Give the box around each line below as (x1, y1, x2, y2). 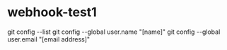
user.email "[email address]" (7, 35, 91, 43)
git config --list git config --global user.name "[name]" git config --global (7, 27, 221, 36)
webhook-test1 (7, 4, 97, 20)
